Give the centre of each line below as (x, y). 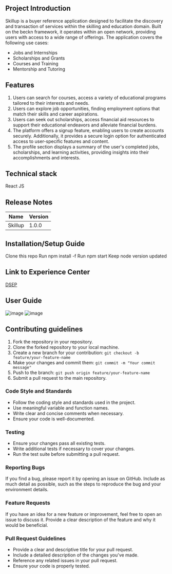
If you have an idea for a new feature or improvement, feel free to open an (83, 514)
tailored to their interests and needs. (51, 103)
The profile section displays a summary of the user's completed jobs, (86, 146)
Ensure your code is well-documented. (54, 419)
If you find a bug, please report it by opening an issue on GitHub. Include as (85, 479)
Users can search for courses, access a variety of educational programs (89, 98)
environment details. (27, 490)
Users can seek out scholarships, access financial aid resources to (83, 119)
